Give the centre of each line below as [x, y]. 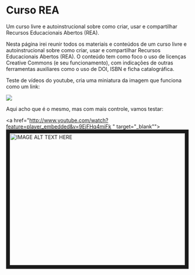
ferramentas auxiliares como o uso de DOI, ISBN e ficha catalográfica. [90, 69]
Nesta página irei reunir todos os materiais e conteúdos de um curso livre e [96, 44]
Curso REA [33, 10]
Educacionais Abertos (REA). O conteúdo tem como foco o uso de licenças [96, 56]
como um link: [23, 86]
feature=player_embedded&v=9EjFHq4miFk [59, 126]
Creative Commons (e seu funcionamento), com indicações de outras [90, 63]
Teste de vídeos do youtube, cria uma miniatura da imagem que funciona [94, 80]
